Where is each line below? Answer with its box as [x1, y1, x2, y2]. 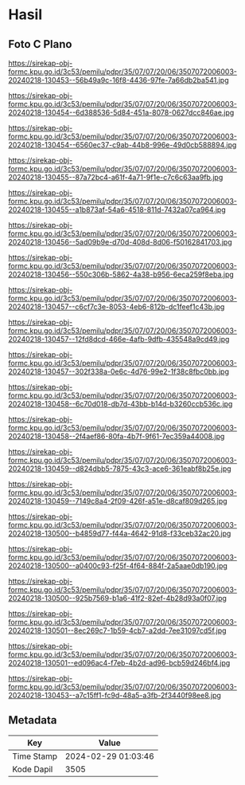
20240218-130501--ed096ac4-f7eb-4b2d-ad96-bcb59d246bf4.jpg [8, 658, 231, 667]
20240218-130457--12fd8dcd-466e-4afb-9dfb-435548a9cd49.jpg [8, 335, 230, 343]
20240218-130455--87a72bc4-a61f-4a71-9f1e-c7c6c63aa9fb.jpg [8, 173, 224, 182]
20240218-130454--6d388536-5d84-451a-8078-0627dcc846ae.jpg [8, 108, 235, 117]
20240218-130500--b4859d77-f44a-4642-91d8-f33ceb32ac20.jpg [8, 528, 231, 538]
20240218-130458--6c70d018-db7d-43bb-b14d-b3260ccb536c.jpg [8, 399, 233, 408]
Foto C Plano [8, 37, 72, 51]
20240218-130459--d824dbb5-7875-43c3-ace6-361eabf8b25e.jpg [8, 464, 232, 473]
